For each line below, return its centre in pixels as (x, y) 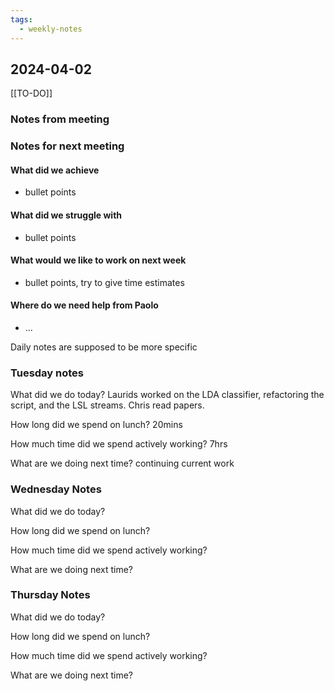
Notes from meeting (60, 119)
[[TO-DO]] (31, 93)
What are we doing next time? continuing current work (122, 463)
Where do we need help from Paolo (84, 305)
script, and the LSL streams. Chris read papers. (107, 405)
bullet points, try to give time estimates (104, 282)
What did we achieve (55, 170)
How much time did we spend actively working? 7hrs (119, 444)
